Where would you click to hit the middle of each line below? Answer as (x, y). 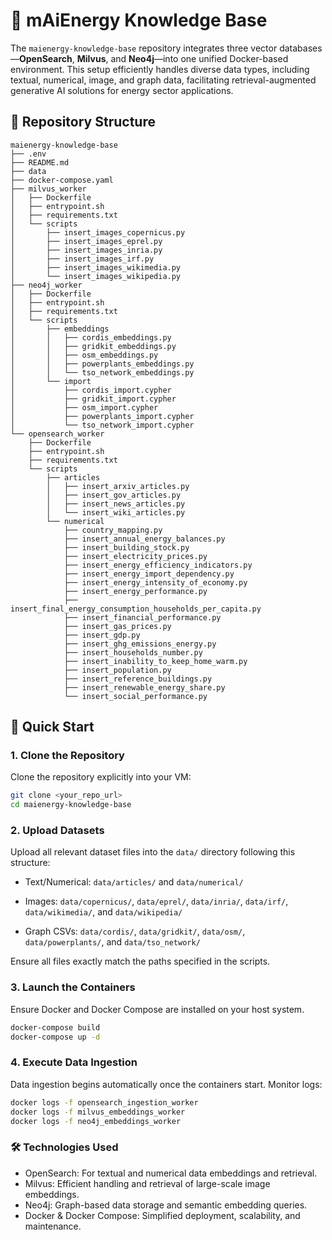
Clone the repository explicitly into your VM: (101, 777)
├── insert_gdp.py (102, 635)
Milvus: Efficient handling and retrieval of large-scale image (147, 1183)
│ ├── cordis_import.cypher (91, 390)
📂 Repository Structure (83, 122)
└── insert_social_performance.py (135, 696)
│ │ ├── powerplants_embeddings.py (102, 364)
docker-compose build (55, 1027)
